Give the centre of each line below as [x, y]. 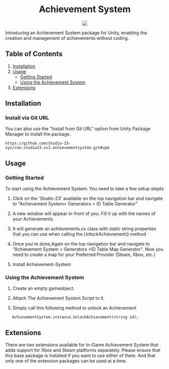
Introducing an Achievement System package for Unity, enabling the [76, 33]
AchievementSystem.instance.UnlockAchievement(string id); [75, 317]
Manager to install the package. [38, 134]
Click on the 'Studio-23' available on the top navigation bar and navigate [88, 198]
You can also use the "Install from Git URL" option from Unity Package [78, 129]
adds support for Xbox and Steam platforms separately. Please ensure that [83, 350]
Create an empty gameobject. [43, 288]
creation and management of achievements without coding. [67, 38]
